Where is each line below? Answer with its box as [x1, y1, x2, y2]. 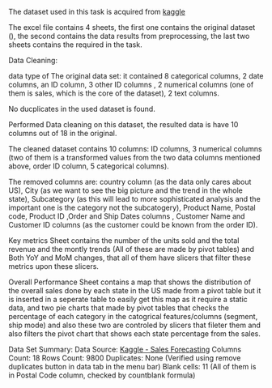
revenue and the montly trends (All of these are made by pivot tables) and [8, 245, 255, 254]
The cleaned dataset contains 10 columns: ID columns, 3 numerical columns [8, 144, 262, 153]
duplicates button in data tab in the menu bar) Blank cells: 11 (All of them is [8, 362, 257, 371]
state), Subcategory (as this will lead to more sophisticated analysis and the [8, 194, 261, 203]
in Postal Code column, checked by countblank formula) [8, 370, 196, 380]
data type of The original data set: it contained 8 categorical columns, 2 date [8, 71, 265, 80]
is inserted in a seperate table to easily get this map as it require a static [8, 295, 249, 304]
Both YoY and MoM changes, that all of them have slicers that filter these [8, 253, 252, 262]
